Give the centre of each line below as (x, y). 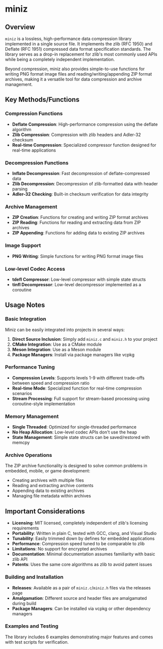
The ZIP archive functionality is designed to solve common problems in (76, 466)
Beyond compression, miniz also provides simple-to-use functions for (75, 69)
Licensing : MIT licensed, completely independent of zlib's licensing (80, 523)
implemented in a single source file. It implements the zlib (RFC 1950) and (79, 44)
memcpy (21, 443)
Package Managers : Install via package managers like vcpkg (73, 354)
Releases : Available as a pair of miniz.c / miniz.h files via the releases (81, 588)
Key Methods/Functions (42, 100)
